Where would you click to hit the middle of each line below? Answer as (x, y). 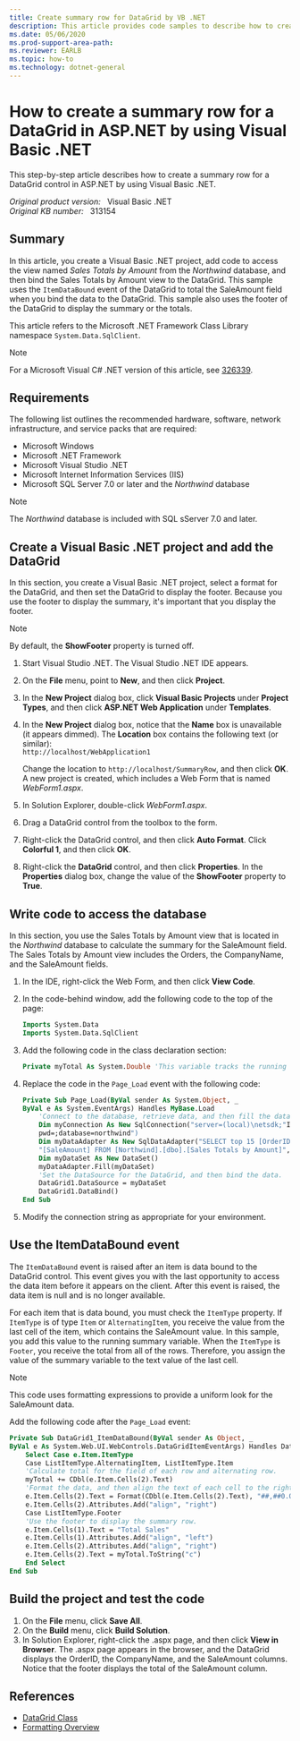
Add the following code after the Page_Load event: (100, 1421)
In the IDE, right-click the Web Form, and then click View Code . (139, 982)
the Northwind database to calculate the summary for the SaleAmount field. (148, 945)
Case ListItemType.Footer (74, 1513)
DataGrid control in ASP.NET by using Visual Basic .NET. (113, 183)
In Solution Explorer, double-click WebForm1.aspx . (115, 806)
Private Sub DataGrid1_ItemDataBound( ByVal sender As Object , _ (131, 1438)
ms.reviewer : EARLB (46, 51)
